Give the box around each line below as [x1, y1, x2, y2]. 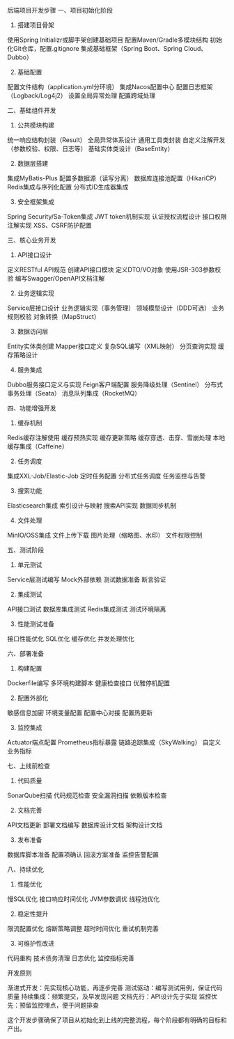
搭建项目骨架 [17, 21, 54, 29]
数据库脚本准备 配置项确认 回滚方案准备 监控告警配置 [7, 850, 159, 859]
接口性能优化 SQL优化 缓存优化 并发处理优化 [7, 634, 134, 643]
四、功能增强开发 [7, 404, 56, 412]
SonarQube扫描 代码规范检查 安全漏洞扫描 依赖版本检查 [7, 791, 167, 799]
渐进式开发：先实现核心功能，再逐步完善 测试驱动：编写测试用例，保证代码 [7, 984, 223, 992]
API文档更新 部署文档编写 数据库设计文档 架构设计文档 [7, 821, 163, 829]
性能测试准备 [17, 620, 54, 628]
